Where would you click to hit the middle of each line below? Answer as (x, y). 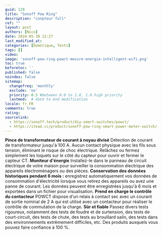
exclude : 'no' (24, 90)
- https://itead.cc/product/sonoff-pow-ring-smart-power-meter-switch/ (83, 126)
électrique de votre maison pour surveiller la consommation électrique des (79, 166)
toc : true (15, 63)
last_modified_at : (24, 41)
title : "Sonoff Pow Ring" (31, 14)
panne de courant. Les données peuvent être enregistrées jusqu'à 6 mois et (81, 186)
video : (12, 54)
